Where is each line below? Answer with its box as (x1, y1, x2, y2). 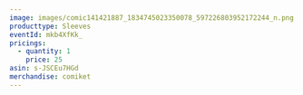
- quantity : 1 (17, 47, 71, 56)
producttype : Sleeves (9, 22, 92, 31)
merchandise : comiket (9, 72, 92, 81)
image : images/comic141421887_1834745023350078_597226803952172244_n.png (9, 13, 295, 23)
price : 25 (25, 55, 64, 64)
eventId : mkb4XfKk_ (9, 30, 83, 39)
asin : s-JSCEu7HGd (9, 64, 79, 73)
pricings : (9, 38, 47, 48)
